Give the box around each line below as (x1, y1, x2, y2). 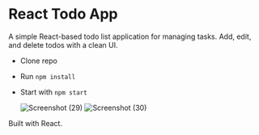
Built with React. (8, 118, 63, 128)
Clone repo (19, 56, 58, 65)
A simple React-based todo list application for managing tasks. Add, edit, (8, 32, 252, 41)
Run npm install (19, 71, 76, 81)
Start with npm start (19, 86, 87, 97)
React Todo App (8, 5, 118, 23)
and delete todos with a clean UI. (8, 40, 119, 49)
